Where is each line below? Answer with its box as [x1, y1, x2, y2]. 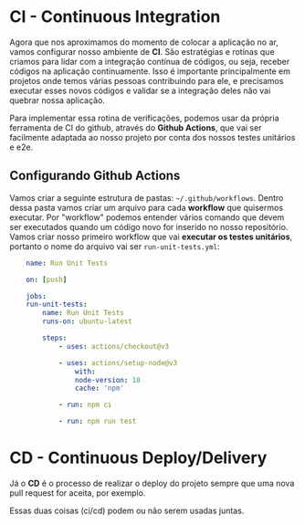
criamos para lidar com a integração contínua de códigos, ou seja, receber [9, 56, 290, 67]
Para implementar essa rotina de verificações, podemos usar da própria [9, 112, 280, 123]
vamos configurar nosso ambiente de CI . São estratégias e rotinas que [9, 46, 276, 57]
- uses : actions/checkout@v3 [58, 341, 170, 351]
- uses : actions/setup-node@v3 [58, 358, 178, 367]
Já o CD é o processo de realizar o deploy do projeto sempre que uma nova [9, 478, 295, 488]
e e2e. [9, 142, 34, 152]
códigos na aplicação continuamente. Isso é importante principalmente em [9, 66, 290, 77]
